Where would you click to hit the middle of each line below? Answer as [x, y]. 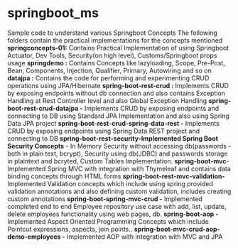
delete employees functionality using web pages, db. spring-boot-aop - [113, 214]
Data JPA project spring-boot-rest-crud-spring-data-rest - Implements [114, 123]
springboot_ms [53, 13]
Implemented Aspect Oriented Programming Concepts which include [108, 221]
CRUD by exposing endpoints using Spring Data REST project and [104, 131]
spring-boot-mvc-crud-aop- [177, 229]
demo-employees [34, 237]
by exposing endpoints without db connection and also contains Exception [117, 93]
